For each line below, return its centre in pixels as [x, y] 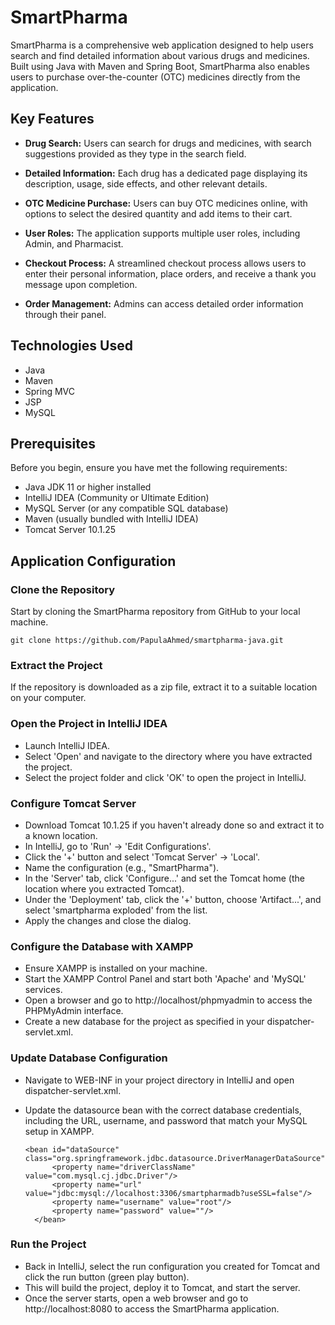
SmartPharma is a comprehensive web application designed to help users [162, 45]
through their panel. [65, 314]
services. [43, 990]
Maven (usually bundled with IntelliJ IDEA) [111, 519]
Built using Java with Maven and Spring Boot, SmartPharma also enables [160, 66]
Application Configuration [93, 561]
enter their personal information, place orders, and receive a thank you [170, 273]
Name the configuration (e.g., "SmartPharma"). [122, 867]
